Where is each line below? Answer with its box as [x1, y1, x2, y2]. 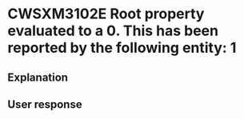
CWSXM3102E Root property [7, 5, 205, 23]
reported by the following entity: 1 [7, 39, 237, 57]
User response [7, 97, 82, 111]
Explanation [7, 70, 69, 84]
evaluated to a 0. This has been [7, 22, 219, 40]
